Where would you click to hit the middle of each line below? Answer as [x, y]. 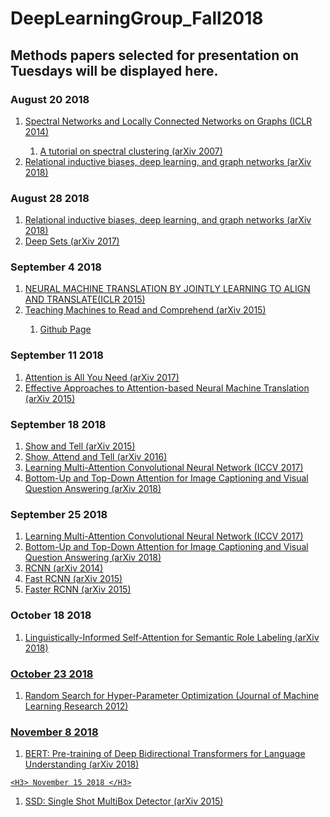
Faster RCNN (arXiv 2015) [78, 589]
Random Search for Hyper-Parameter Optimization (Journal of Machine [172, 695]
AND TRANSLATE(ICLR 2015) [85, 299]
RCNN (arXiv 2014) [64, 568]
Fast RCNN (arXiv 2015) [73, 579]
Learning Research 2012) [76, 706]
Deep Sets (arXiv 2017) [72, 241]
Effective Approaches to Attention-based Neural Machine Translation [167, 388]
